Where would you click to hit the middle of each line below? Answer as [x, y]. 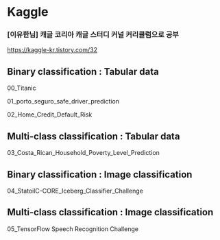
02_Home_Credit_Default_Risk [50, 115]
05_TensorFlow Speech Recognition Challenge [73, 229]
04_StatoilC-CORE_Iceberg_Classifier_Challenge [75, 191]
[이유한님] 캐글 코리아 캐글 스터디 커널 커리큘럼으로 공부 [93, 35]
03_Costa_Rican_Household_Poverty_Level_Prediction [83, 153]
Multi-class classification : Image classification [110, 212]
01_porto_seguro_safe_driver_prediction [63, 101]
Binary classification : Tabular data [83, 72]
